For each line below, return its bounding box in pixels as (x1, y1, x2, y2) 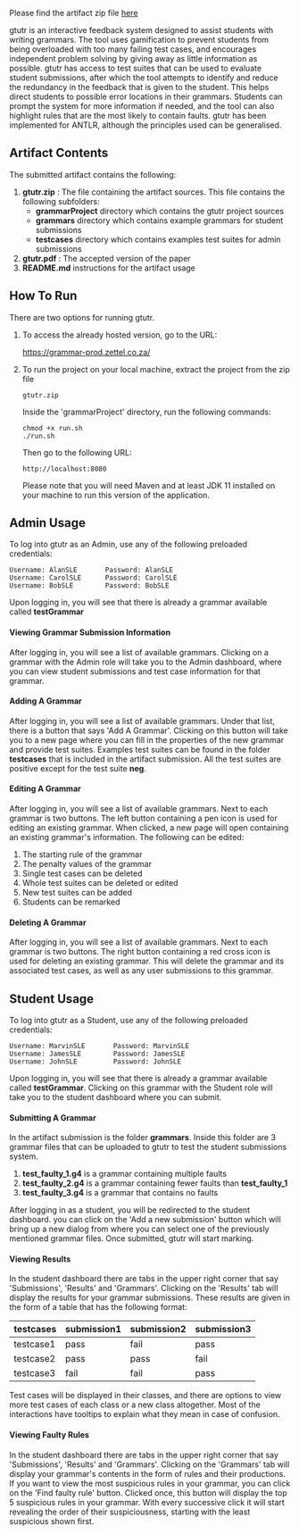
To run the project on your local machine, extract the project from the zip (21, 363, 290, 374)
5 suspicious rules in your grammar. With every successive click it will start (9, 1496, 286, 1507)
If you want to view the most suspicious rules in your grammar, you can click (9, 1478, 291, 1488)
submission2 (129, 1323, 187, 1336)
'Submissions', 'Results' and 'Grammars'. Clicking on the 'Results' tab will (9, 1283, 278, 1294)
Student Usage (9, 991, 95, 1006)
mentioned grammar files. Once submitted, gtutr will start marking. (9, 1233, 254, 1244)
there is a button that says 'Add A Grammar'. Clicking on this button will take (9, 725, 288, 736)
